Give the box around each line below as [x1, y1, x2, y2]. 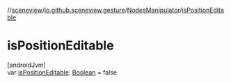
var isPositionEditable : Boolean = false [7, 68, 118, 76]
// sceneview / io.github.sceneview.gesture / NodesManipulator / [7, 6, 182, 14]
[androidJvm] [7, 61, 47, 69]
